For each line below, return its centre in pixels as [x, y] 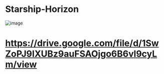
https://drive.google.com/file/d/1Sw [82, 43]
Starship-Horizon [42, 9]
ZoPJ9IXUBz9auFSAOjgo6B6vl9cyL [81, 54]
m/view [21, 65]
